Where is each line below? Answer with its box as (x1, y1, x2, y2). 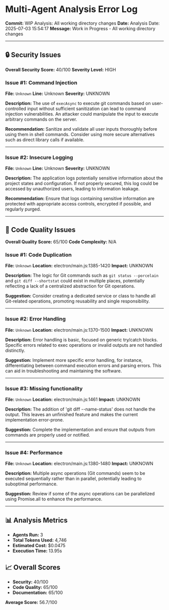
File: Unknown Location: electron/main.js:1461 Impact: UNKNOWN (5, 396, 141, 402)
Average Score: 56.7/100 (5, 599, 58, 605)
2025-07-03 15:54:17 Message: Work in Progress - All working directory (5, 25, 156, 31)
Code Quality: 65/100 (12, 584, 58, 590)
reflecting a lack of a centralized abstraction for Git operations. (5, 283, 135, 289)
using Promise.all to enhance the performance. (5, 496, 103, 502)
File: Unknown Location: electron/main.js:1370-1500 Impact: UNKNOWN (5, 327, 153, 333)
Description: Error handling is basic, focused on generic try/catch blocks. (5, 337, 158, 343)
